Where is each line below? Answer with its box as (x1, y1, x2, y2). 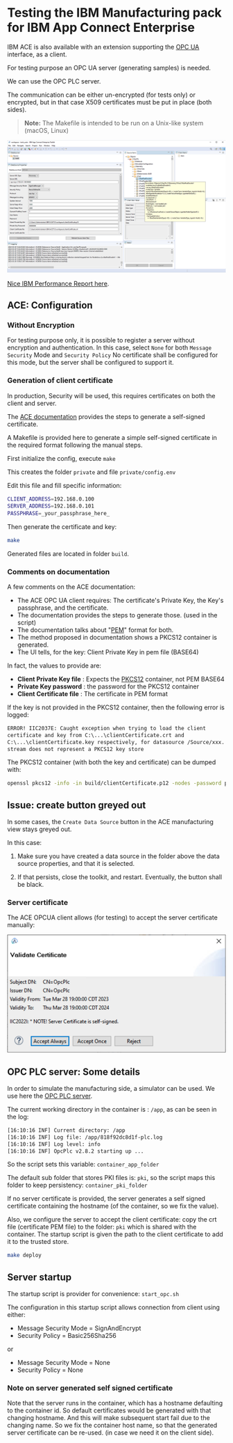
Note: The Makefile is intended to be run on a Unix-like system (24, 118, 204, 127)
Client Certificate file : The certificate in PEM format (17, 690, 169, 698)
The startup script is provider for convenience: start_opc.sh (7, 1290, 179, 1298)
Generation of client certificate (7, 376, 113, 386)
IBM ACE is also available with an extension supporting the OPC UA (7, 42, 200, 51)
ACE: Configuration (7, 299, 93, 311)
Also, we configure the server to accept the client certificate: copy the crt (7, 1215, 217, 1224)
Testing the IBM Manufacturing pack (7, 5, 222, 21)
